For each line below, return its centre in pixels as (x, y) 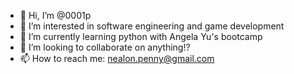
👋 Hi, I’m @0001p (55, 15)
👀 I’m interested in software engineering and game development (152, 26)
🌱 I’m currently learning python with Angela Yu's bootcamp (141, 36)
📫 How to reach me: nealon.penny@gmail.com (117, 58)
